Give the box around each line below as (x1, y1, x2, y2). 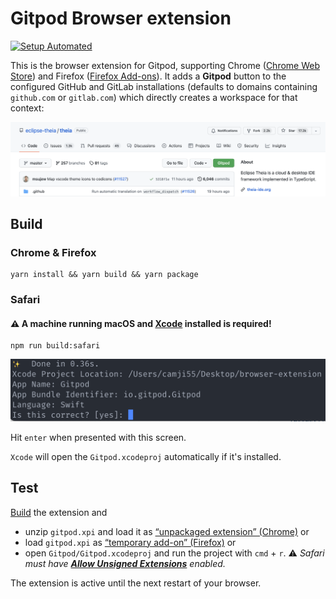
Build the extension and (10, 506, 108, 518)
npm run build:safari (10, 341, 101, 351)
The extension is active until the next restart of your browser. (10, 577, 262, 589)
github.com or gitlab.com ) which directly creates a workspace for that (10, 91, 298, 103)
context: (10, 102, 45, 114)
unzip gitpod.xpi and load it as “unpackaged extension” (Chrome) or (24, 525, 310, 537)
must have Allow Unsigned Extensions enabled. (24, 557, 226, 569)
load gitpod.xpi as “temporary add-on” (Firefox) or (24, 536, 237, 548)
